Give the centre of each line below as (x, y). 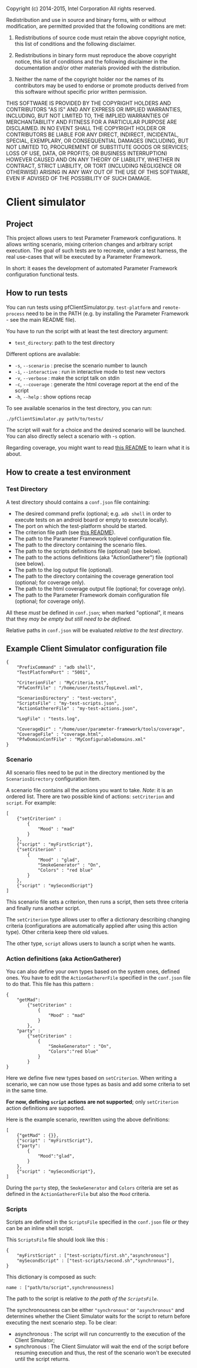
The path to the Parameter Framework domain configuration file (92, 595)
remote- (172, 308)
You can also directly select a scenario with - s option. (71, 436)
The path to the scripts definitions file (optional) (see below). (88, 551)
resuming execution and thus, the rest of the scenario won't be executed (103, 1353)
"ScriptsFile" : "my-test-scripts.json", (68, 704)
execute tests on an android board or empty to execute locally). (91, 520)
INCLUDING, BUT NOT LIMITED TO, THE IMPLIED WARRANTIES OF (88, 116)
